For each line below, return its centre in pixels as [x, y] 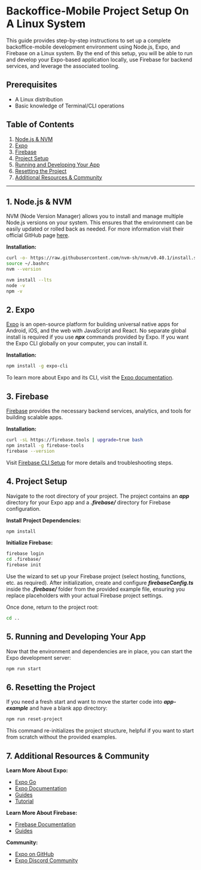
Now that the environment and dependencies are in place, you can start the [99, 651]
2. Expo [20, 310]
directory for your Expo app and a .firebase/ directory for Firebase [89, 502]
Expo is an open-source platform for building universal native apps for [92, 324]
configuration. [23, 509]
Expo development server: [39, 657]
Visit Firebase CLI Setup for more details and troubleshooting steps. [90, 462]
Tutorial [24, 801]
